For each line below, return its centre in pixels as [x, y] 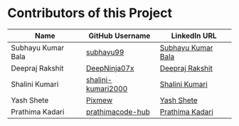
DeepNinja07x [110, 68]
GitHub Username [119, 36]
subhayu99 [105, 52]
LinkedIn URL [194, 36]
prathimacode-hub [118, 112]
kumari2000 [107, 88]
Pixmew [99, 100]
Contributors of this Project [90, 13]
